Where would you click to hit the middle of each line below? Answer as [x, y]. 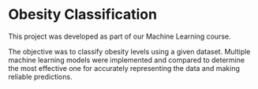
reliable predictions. [40, 76]
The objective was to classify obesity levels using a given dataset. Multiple [129, 51]
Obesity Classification [83, 15]
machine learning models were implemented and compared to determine [127, 60]
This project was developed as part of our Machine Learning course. [120, 36]
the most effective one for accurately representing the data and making [124, 68]
